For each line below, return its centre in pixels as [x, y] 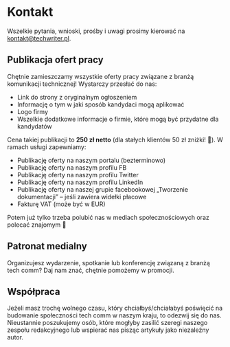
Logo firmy [33, 111]
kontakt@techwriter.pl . [39, 38]
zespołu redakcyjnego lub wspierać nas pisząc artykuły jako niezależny [108, 330]
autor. [15, 337]
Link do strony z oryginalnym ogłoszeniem [77, 97]
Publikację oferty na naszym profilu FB [72, 167]
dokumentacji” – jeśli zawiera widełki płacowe [82, 197]
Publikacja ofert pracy [56, 60]
